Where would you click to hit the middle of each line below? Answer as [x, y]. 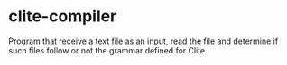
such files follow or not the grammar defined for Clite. [108, 50]
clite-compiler [63, 16]
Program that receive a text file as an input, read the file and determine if [143, 41]
